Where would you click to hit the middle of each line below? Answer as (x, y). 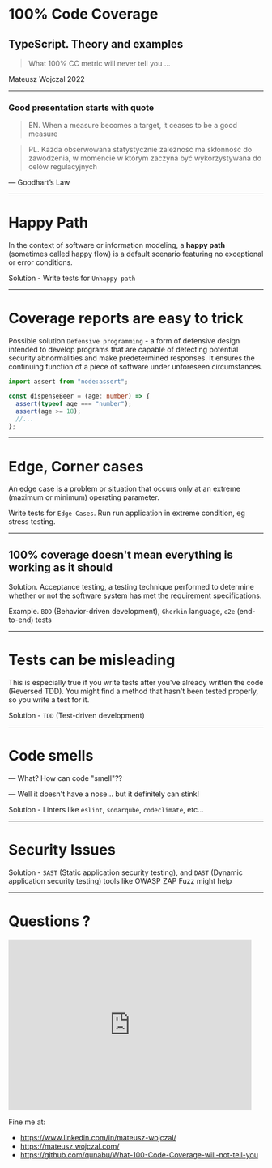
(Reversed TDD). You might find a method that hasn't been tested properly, (134, 691)
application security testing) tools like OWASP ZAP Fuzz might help (120, 880)
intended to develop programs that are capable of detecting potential (123, 350)
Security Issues (62, 850)
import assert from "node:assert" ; (68, 382)
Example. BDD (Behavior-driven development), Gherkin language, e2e (122, 612)
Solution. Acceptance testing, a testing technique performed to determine (132, 587)
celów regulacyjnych (63, 167)
